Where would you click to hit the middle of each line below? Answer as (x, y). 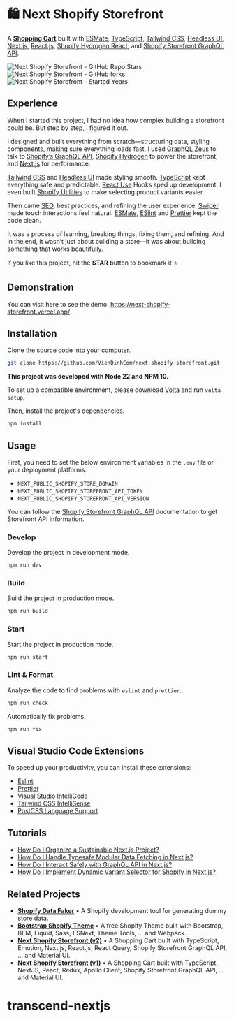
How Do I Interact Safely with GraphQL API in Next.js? (95, 865)
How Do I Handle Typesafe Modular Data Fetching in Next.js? (105, 857)
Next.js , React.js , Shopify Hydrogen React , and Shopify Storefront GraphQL (116, 45)
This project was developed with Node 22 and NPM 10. (88, 377)
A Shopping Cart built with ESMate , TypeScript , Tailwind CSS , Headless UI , (116, 38)
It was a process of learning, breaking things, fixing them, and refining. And (116, 234)
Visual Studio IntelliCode (53, 796)
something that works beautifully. (55, 249)
